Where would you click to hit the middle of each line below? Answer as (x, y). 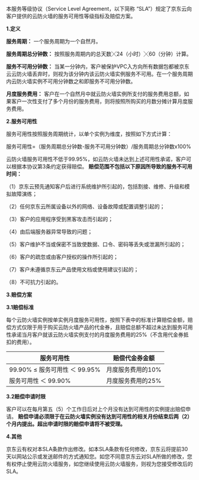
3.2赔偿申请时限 (26, 396)
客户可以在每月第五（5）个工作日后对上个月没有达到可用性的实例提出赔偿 (96, 409)
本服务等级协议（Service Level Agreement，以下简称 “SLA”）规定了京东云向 (99, 9)
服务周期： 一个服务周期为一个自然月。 (54, 41)
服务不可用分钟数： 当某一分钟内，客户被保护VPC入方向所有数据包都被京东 (98, 66)
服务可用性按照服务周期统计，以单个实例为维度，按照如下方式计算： (89, 134)
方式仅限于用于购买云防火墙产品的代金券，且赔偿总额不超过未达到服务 (97, 327)
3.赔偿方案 (19, 295)
